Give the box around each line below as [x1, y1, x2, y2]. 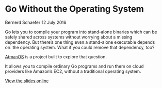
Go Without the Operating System [5, 3, 144, 15]
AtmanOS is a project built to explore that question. [5, 53, 107, 59]
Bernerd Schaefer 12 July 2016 [5, 19, 66, 25]
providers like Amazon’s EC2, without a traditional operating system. [5, 68, 142, 74]
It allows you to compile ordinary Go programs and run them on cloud [5, 63, 144, 69]
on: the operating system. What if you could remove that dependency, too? [5, 44, 155, 50]
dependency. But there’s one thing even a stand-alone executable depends [5, 39, 155, 45]
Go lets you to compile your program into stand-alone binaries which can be [5, 29, 157, 35]
